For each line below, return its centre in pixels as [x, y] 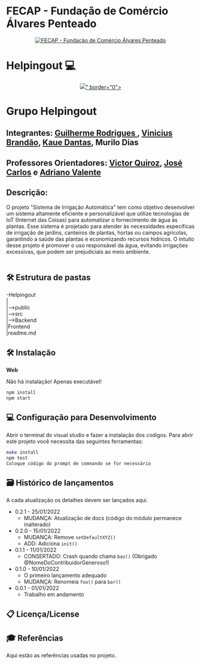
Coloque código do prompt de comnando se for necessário [79, 463]
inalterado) [37, 524]
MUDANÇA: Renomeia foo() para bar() [72, 582]
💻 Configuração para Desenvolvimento [81, 417]
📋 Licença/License [43, 614]
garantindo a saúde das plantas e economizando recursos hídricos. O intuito [100, 239]
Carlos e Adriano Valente [54, 172]
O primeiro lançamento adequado [65, 575]
